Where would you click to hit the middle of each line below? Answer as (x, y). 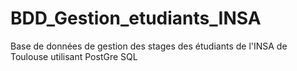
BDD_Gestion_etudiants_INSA (136, 18)
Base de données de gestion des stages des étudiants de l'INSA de (149, 46)
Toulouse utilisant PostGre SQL (74, 56)
